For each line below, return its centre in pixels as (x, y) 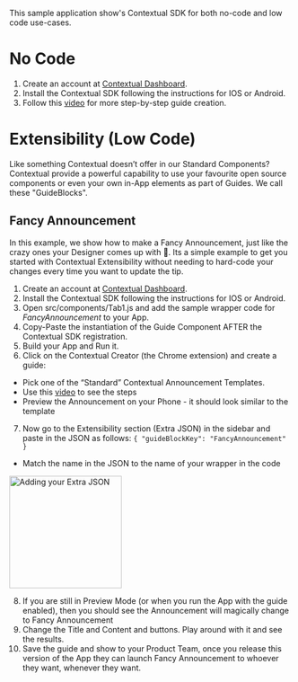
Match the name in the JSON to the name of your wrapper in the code (151, 463)
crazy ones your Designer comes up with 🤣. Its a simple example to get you (149, 252)
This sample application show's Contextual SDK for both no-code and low (146, 13)
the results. (43, 639)
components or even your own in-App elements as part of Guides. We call (146, 182)
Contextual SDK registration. (75, 336)
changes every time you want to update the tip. (96, 271)
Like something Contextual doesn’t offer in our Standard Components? (140, 164)
